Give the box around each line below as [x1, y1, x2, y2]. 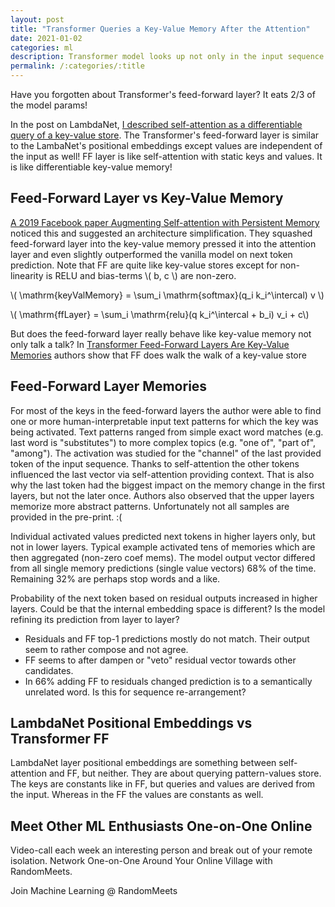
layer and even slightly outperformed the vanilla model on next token [10, 248, 293, 260]
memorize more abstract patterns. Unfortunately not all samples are [10, 500, 290, 512]
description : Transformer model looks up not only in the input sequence [10, 52, 325, 62]
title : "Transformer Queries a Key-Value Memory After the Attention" [10, 24, 311, 34]
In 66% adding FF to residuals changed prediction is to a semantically [24, 675, 313, 687]
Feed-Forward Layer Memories [10, 378, 208, 395]
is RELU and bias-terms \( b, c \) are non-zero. [45, 269, 237, 281]
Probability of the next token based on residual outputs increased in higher [10, 592, 318, 604]
